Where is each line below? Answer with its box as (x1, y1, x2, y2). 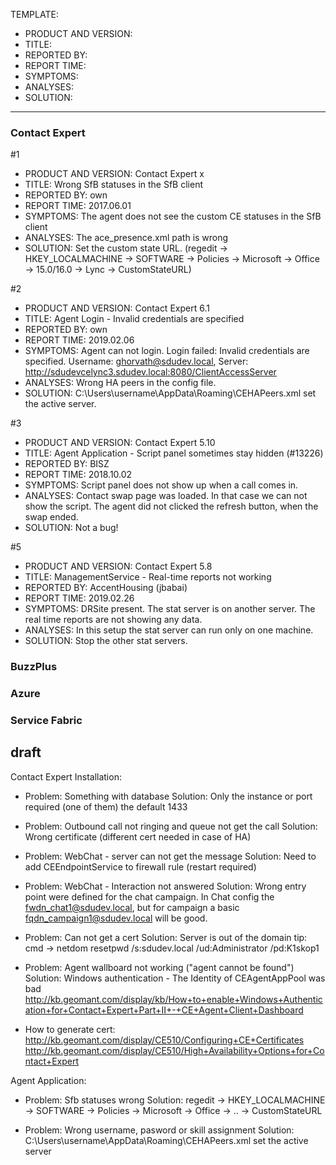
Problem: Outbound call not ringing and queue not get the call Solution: (24, 820, 318, 832)
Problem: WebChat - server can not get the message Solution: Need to (24, 850, 317, 862)
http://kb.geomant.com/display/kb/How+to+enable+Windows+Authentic (24, 993, 323, 1005)
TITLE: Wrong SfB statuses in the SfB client (24, 179, 203, 191)
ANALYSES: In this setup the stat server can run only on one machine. (24, 624, 314, 636)
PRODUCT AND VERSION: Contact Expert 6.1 (24, 302, 210, 314)
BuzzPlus (10, 660, 58, 674)
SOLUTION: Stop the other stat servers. (24, 635, 188, 647)
